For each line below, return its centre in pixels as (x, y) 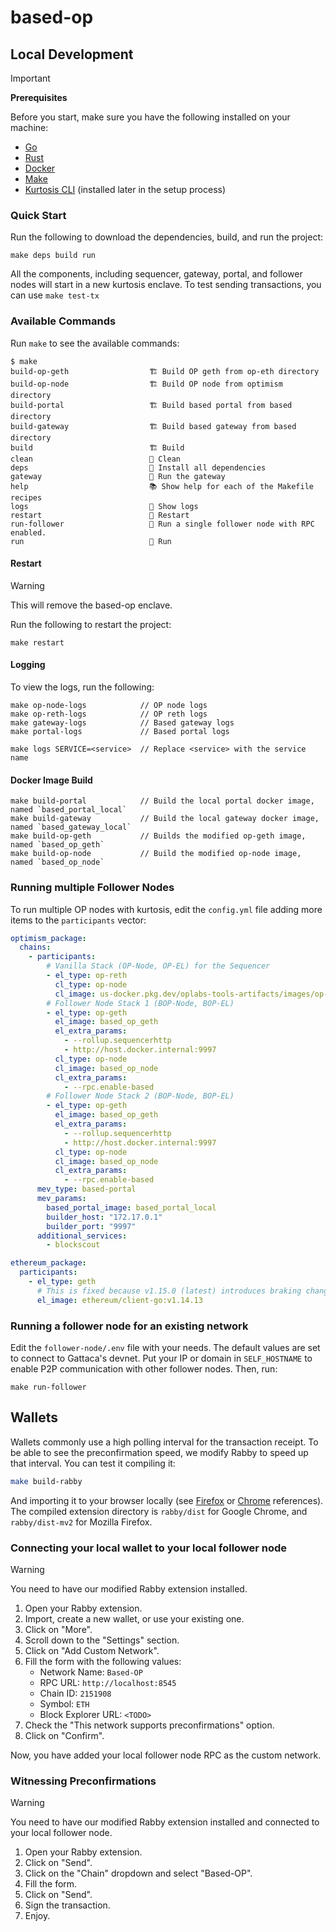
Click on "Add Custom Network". (92, 1650)
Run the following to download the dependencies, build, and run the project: (167, 237)
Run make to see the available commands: (95, 343)
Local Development (72, 54)
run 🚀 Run (91, 541)
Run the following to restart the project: (91, 624)
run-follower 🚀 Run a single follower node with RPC (162, 524)
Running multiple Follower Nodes (92, 888)
